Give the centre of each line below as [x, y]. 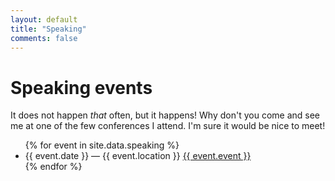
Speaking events [81, 87]
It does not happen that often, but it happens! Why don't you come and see [165, 115]
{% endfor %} [53, 167]
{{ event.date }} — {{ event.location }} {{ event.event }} [138, 156]
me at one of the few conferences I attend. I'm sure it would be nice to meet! [168, 126]
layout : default [44, 19]
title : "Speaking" [48, 29]
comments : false [44, 38]
